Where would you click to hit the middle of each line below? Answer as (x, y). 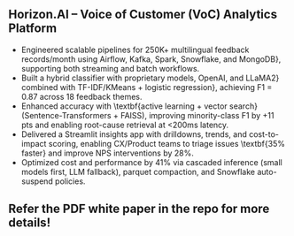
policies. (70, 181)
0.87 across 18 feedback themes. (81, 96)
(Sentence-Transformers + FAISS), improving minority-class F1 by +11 (147, 115)
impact (34, 143)
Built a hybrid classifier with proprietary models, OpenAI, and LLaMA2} (150, 78)
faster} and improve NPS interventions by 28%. (107, 153)
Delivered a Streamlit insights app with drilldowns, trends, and (134, 134)
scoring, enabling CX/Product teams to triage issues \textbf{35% (166, 143)
